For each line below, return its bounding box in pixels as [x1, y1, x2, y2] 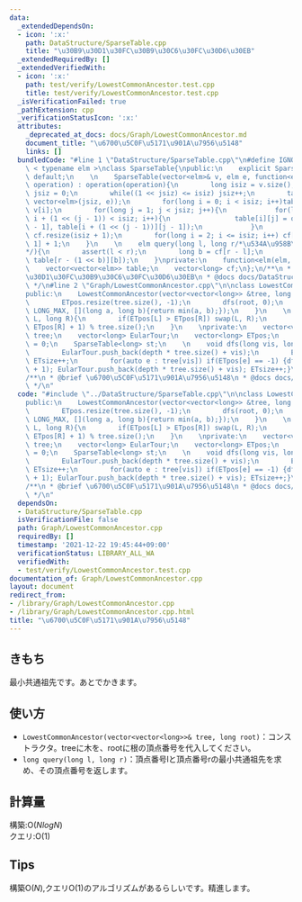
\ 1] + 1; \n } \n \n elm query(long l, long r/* [25, 239, 244, 248]
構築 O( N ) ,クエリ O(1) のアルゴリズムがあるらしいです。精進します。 [9, 882, 255, 893]
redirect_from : [9, 591, 67, 600]
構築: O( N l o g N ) [9, 820, 63, 831]
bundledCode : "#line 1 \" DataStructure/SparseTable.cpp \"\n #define [17, 155, 276, 165]
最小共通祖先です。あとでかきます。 [9, 677, 142, 688]
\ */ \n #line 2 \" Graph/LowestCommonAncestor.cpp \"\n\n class [25, 281, 255, 290]
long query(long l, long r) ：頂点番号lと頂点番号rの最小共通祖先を [22, 753, 274, 765]
